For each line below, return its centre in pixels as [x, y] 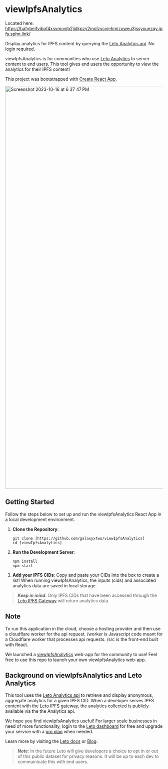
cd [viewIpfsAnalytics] [37, 543]
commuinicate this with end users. [53, 762]
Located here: [19, 23]
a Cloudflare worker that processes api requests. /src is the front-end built [82, 639]
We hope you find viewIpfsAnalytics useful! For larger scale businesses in [81, 721]
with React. [17, 645]
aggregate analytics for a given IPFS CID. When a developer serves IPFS [79, 701]
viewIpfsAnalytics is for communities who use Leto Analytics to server [77, 58]
